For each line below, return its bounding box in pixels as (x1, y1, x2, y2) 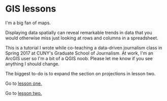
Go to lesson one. (5, 80, 42, 86)
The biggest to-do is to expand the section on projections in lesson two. (5, 70, 156, 76)
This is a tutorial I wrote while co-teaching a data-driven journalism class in (5, 44, 162, 50)
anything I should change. (5, 61, 60, 67)
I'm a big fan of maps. (5, 20, 51, 26)
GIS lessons (5, 3, 56, 15)
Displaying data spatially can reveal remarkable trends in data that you (5, 29, 152, 35)
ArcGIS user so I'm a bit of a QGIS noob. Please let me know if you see (5, 55, 153, 61)
